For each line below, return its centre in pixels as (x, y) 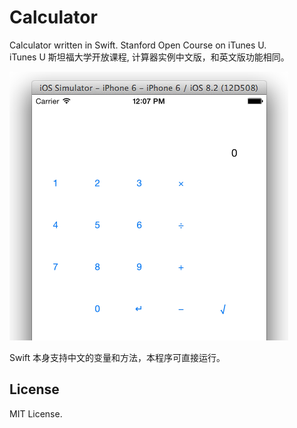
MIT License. (36, 413)
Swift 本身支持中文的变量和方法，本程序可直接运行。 (117, 357)
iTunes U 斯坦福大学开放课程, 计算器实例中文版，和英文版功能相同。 (149, 57)
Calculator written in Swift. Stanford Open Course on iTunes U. (138, 45)
